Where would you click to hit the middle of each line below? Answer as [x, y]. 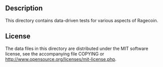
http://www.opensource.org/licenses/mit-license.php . [61, 59]
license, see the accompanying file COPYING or [55, 54]
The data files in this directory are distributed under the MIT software [77, 48]
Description [24, 8]
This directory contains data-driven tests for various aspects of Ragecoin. [82, 20]
